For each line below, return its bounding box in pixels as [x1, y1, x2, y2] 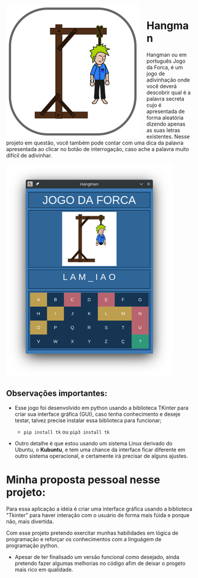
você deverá [147, 82, 177, 89]
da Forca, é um [147, 63, 183, 70]
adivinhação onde [147, 76, 190, 84]
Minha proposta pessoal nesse [6, 473, 161, 486]
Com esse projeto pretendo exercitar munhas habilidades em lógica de [6, 529, 178, 537]
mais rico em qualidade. [14, 566, 73, 573]
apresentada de [147, 108, 185, 115]
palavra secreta [147, 95, 184, 102]
